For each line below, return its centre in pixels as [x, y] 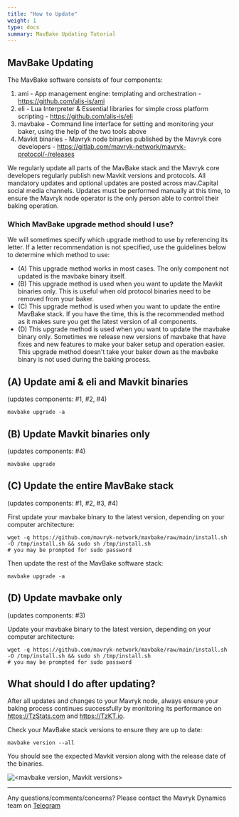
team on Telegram [34, 806]
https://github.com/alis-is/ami [61, 101]
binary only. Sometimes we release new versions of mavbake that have [122, 337]
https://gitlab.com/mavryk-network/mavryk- [121, 147]
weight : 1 [22, 21]
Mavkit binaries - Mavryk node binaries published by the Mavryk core [119, 139]
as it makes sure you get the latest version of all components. [107, 322]
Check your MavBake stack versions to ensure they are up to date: [105, 730]
